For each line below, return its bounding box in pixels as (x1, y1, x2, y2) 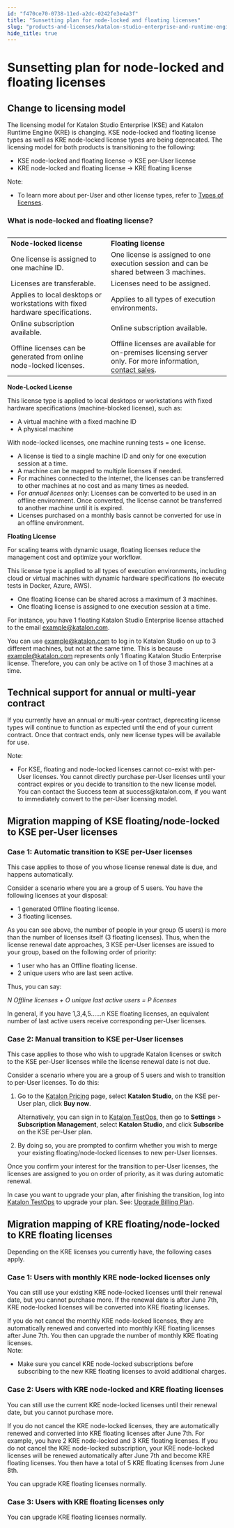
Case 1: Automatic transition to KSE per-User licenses (7, 847, 193, 856)
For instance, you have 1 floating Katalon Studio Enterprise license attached (7, 616, 224, 624)
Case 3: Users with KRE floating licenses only (7, 1497, 165, 1506)
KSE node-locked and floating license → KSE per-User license (17, 156, 196, 165)
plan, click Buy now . (32, 1099, 92, 1108)
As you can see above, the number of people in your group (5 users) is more (7, 926, 227, 934)
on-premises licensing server (110, 347, 208, 357)
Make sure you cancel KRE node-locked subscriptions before (17, 1360, 194, 1368)
